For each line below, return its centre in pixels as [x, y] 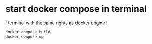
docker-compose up [24, 36]
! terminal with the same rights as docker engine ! [56, 23]
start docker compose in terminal [76, 9]
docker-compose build [28, 32]
